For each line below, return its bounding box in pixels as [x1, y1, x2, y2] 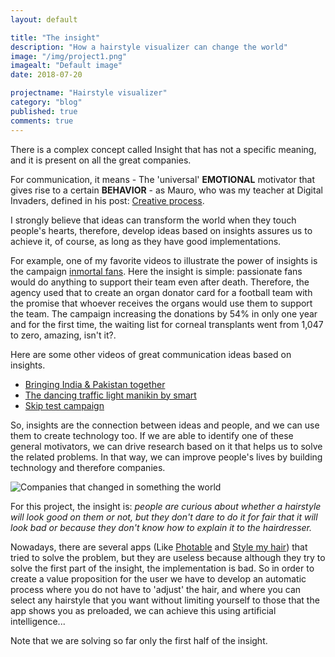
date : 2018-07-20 [10, 70, 83, 80]
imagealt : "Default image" [10, 61, 123, 71]
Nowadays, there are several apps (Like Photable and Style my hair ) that [10, 541, 308, 553]
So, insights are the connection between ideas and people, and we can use [10, 419, 320, 431]
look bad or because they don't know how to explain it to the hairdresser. [10, 521, 313, 533]
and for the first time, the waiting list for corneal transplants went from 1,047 [10, 318, 324, 330]
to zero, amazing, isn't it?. [10, 329, 117, 341]
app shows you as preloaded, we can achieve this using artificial [10, 604, 277, 616]
